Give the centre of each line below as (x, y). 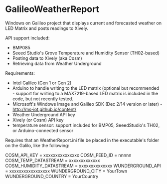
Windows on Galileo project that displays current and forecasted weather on (83, 23)
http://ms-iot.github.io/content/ (44, 109)
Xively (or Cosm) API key (38, 120)
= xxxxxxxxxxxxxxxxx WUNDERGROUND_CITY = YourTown (66, 171)
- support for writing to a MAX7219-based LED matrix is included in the (85, 93)
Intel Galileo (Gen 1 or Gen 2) (42, 83)
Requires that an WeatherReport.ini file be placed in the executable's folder (82, 140)
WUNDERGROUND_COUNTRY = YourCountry (52, 176)
